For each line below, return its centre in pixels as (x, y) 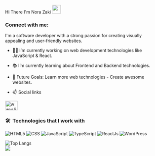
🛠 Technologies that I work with (45, 121)
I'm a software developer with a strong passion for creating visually (74, 36)
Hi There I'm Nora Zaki (28, 12)
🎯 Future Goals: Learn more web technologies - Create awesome (78, 77)
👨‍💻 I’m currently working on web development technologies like (77, 51)
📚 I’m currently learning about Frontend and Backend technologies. (81, 66)
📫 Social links (27, 92)
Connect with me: (27, 25)
